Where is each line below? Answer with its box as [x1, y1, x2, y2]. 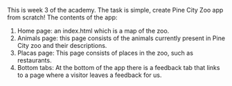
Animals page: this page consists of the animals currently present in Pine [17, 34, 226, 42]
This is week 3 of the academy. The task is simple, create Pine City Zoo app [7, 6, 224, 14]
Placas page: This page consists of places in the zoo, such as [17, 49, 194, 57]
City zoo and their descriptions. [17, 42, 107, 49]
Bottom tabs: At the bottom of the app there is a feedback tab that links [17, 64, 220, 71]
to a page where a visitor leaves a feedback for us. [17, 71, 162, 79]
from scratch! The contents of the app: [7, 13, 118, 21]
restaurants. [17, 56, 52, 64]
